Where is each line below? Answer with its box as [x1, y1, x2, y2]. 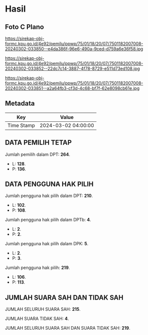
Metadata [5, 100, 35, 108]
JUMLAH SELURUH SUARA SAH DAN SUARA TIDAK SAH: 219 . [5, 325, 131, 331]
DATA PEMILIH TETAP [5, 138, 72, 147]
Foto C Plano [5, 23, 44, 31]
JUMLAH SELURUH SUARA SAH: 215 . [5, 306, 81, 312]
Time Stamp [7, 122, 35, 129]
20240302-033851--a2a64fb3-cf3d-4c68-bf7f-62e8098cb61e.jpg [5, 85, 140, 91]
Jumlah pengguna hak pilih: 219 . [5, 265, 70, 270]
